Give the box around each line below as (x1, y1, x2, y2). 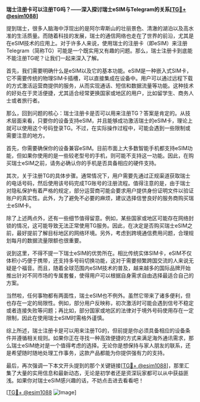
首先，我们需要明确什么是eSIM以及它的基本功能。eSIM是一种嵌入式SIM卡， (6, 67, 192, 74)
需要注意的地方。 (6, 132, 48, 139)
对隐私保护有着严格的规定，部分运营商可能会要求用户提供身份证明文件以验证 (6, 187, 194, 194)
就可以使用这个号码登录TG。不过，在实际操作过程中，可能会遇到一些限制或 (6, 124, 191, 132)
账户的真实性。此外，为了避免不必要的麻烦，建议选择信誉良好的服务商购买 (6, 195, 189, 201)
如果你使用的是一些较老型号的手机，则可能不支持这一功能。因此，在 (21, 152, 189, 159)
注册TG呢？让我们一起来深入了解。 (16, 55, 102, 61)
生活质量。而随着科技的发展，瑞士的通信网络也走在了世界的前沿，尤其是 (16, 32, 194, 39)
